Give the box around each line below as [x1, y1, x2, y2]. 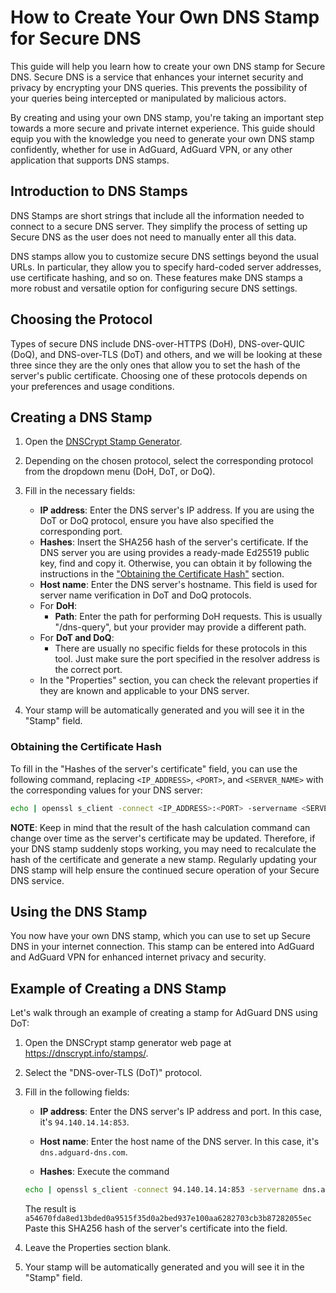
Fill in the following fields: [24, 1086, 130, 1098]
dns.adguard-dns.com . [39, 1146, 128, 1158]
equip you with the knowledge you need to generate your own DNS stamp [10, 132, 315, 145]
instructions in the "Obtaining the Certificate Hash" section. [39, 568, 285, 580]
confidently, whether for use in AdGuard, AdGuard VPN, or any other [10, 143, 293, 155]
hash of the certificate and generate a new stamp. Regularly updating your [10, 853, 317, 865]
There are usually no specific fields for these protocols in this [54, 642, 308, 655]
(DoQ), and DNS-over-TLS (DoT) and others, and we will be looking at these [10, 348, 323, 360]
